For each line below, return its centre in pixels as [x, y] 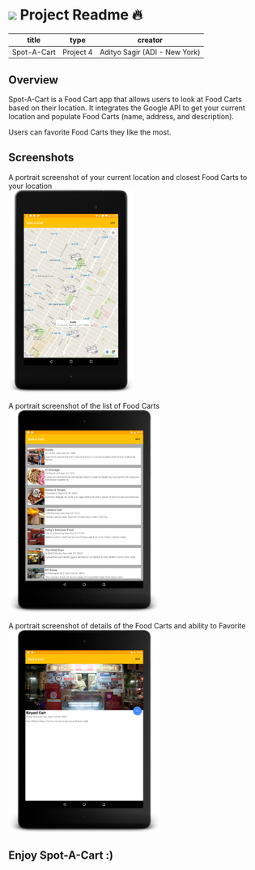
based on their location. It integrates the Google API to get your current [127, 108]
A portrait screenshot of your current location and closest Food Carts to [128, 177]
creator [150, 40]
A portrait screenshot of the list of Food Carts [84, 405]
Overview [34, 80]
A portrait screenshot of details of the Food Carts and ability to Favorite [127, 625]
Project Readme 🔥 [81, 15]
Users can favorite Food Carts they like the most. [90, 132]
